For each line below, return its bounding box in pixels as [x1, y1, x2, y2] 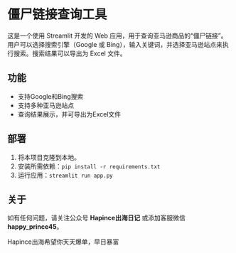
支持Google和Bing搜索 [17, 92, 84, 100]
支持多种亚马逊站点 [17, 101, 75, 109]
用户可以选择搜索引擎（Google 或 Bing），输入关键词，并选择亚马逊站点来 [7, 40, 222, 48]
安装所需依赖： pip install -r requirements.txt [17, 161, 161, 171]
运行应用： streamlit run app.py [17, 171, 113, 179]
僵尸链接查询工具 [7, 6, 108, 23]
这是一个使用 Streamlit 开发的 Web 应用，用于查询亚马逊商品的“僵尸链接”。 [7, 31, 227, 40]
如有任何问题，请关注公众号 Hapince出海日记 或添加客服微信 [7, 214, 186, 222]
